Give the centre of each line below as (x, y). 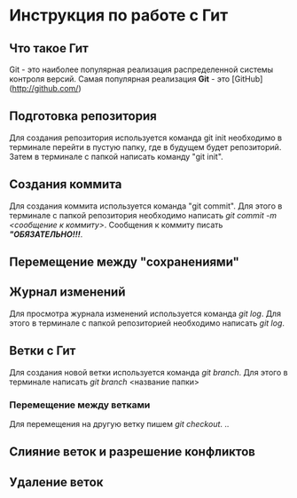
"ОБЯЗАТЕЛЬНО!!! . (46, 234)
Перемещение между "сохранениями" (124, 262)
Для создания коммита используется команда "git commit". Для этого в (146, 206)
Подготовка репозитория (83, 116)
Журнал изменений (67, 292)
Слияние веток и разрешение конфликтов (132, 452)
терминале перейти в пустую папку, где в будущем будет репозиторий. (145, 146)
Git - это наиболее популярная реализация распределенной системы (141, 69)
